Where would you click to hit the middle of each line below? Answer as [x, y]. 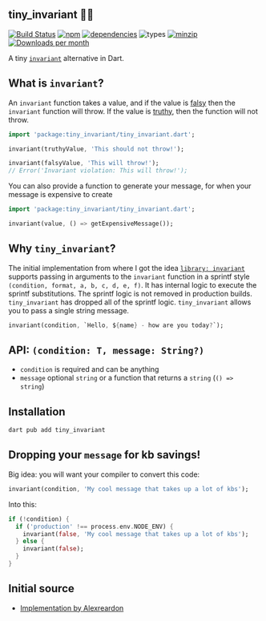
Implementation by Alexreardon [72, 608]
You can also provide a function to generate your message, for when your [130, 186]
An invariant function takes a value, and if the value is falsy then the [122, 103]
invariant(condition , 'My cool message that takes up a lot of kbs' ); [129, 489]
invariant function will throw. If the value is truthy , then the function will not [133, 111]
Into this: [23, 504]
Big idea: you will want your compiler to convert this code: [104, 474]
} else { [30, 542]
